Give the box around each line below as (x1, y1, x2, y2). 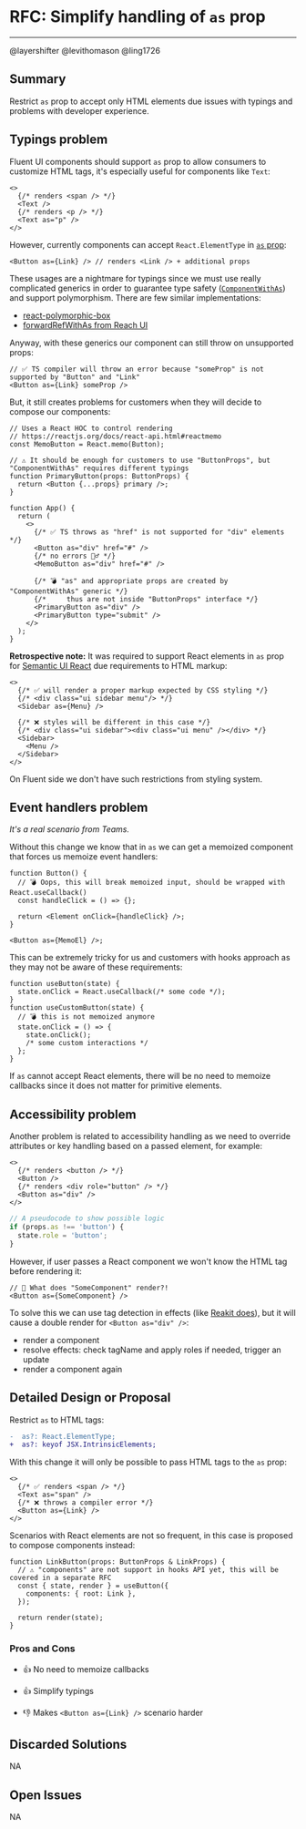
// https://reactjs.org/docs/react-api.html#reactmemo (9, 431, 222, 441)
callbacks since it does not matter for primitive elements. (9, 1080, 222, 1091)
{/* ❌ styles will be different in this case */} (17, 717, 211, 726)
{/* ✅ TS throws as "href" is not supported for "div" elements (33, 527, 285, 537)
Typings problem (9, 132, 108, 148)
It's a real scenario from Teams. (9, 824, 130, 835)
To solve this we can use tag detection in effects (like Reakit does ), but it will (9, 1307, 296, 1318)
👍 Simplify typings (22, 1685, 94, 1696)
